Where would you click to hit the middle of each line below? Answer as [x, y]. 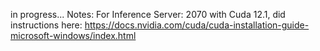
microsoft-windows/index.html [73, 35]
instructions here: [46, 25]
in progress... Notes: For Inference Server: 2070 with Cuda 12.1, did [148, 14]
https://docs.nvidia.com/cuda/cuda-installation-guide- [197, 25]
